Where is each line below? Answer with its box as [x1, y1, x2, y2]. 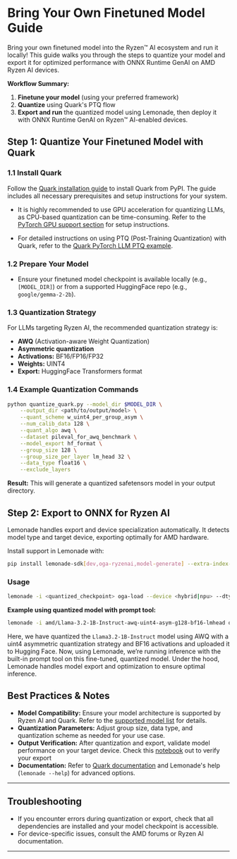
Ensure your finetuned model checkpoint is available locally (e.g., [17, 275, 207, 283]
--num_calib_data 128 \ [20, 421, 90, 428]
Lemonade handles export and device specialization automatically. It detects [7, 525, 230, 533]
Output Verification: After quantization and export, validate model [17, 739, 210, 747]
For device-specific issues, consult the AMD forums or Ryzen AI [17, 829, 205, 838]
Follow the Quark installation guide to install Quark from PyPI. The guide [7, 184, 217, 192]
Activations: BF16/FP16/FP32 [17, 352, 104, 361]
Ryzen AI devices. [7, 66, 60, 74]
